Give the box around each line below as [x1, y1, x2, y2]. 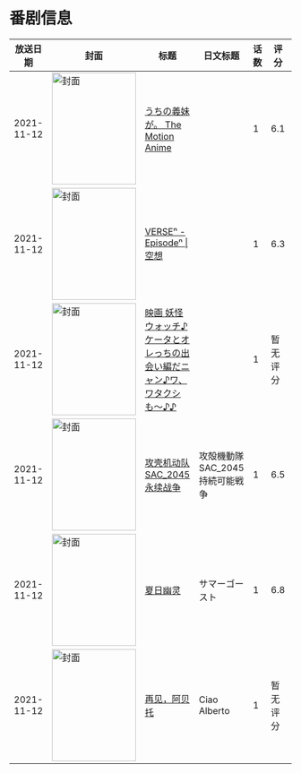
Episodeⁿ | [144, 236, 188, 249]
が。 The [144, 118, 182, 131]
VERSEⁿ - [144, 225, 186, 237]
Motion [144, 130, 175, 142]
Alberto [198, 704, 230, 717]
